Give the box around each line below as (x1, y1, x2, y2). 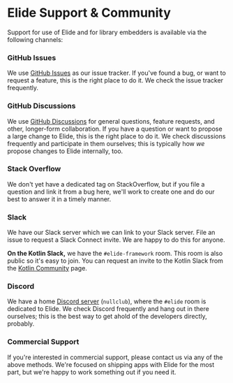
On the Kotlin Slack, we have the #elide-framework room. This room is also (7, 250, 223, 258)
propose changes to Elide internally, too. (7, 147, 123, 155)
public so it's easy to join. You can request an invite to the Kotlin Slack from (7, 256, 223, 265)
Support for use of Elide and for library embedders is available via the (7, 28, 207, 36)
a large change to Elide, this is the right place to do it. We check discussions (7, 131, 226, 140)
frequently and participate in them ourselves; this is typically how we (7, 139, 205, 147)
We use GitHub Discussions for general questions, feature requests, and (7, 117, 215, 125)
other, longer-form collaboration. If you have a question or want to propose (7, 124, 223, 133)
